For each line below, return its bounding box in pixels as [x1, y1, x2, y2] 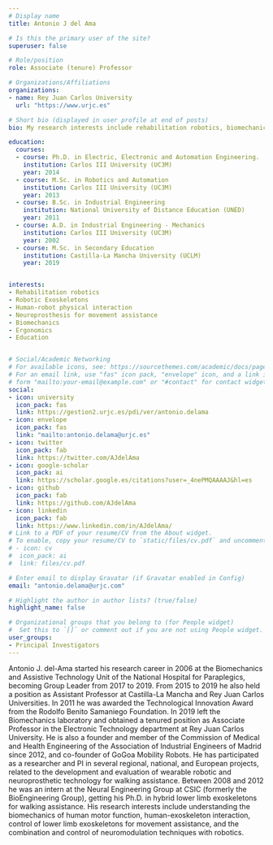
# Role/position [8, 56, 63, 65]
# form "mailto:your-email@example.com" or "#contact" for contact [8, 378, 242, 386]
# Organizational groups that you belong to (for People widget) [8, 618, 234, 626]
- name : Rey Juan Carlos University [8, 93, 132, 102]
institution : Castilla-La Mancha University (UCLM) [23, 251, 201, 260]
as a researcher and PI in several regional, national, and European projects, [8, 758, 259, 768]
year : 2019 [23, 259, 60, 267]
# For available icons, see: [8, 363, 107, 371]
